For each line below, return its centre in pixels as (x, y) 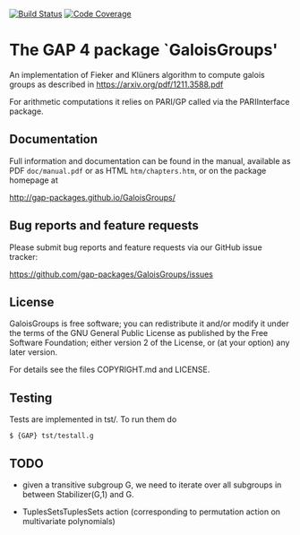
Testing (31, 397)
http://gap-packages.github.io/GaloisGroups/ (93, 197)
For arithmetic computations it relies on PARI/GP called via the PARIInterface (150, 101)
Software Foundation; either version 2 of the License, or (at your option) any (150, 343)
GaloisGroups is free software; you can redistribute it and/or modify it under (149, 324)
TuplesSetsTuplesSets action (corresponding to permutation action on (151, 512)
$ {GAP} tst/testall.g (51, 436)
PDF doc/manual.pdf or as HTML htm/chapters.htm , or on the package (138, 170)
